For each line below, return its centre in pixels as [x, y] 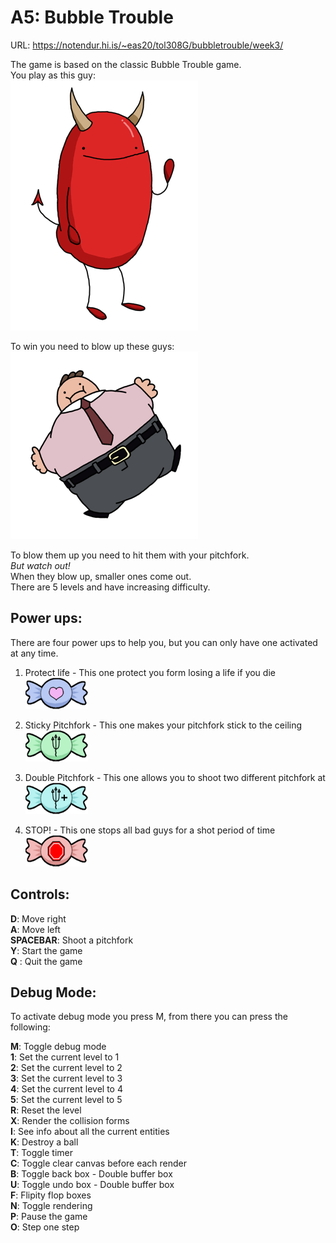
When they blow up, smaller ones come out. [101, 576]
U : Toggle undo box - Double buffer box [92, 1185]
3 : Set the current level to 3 [66, 1078]
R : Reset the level [46, 1110]
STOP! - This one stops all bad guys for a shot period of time [150, 830]
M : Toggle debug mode [58, 1047]
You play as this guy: [53, 75]
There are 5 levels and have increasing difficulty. [110, 587]
